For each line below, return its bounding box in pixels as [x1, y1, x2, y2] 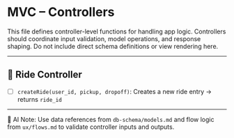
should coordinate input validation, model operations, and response [7, 34, 201, 43]
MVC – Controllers [7, 4, 115, 20]
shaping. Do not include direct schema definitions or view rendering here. [7, 42, 219, 50]
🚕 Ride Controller [7, 69, 82, 81]
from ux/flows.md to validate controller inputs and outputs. [7, 123, 175, 131]
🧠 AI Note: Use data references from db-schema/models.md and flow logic [7, 115, 214, 123]
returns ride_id [17, 95, 63, 103]
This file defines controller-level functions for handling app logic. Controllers [7, 27, 226, 36]
